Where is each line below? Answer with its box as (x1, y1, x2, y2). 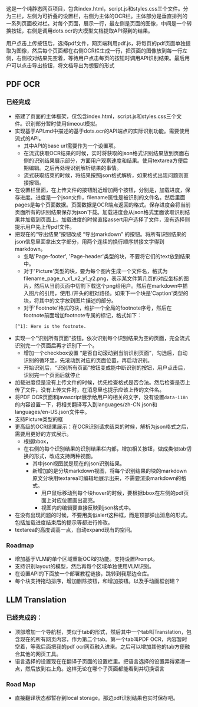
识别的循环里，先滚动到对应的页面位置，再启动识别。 (23, 356, 153, 364)
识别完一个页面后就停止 (23, 371, 81, 379)
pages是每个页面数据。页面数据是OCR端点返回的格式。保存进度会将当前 (14, 201, 191, 208)
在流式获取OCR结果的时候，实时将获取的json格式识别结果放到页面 (23, 149, 184, 156)
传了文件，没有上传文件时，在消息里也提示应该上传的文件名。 (14, 386, 165, 393)
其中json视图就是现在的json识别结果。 (32, 459, 126, 467)
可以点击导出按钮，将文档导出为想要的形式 (11, 62, 115, 69)
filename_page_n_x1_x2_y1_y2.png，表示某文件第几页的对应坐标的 (23, 275, 184, 282)
